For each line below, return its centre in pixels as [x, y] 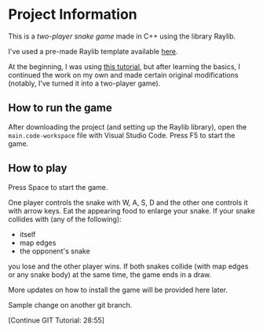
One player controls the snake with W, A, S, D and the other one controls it [128, 202]
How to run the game [60, 108]
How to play [38, 168]
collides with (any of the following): [65, 219]
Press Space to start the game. [58, 187]
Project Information [73, 15]
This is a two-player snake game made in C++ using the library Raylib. [122, 36]
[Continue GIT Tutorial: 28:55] [56, 320]
